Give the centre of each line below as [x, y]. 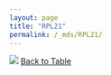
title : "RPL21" [38, 26]
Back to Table [46, 61]
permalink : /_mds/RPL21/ [56, 34]
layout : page [34, 18]
